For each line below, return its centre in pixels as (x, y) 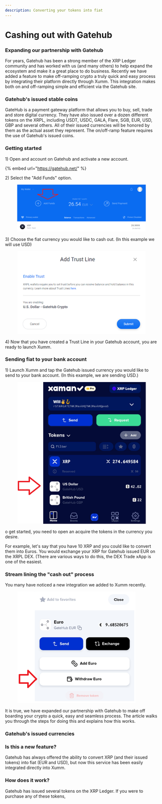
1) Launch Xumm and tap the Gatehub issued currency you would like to (77, 370)
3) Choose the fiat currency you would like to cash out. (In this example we (80, 239)
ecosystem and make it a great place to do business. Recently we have (76, 71)
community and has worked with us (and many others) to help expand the (79, 66)
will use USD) (18, 244)
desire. (12, 537)
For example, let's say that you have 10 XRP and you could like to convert (78, 546)
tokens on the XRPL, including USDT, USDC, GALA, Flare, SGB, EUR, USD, (79, 120)
